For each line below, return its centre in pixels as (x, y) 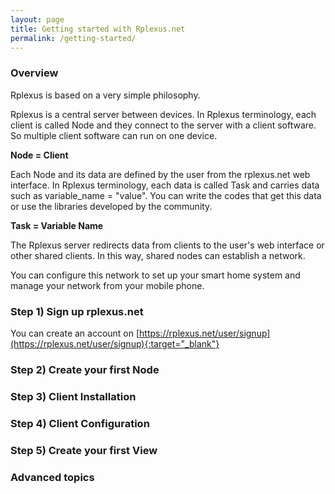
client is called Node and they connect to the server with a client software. (163, 125)
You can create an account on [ (75, 333)
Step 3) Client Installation (73, 396)
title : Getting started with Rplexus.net (98, 29)
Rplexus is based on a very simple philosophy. (105, 95)
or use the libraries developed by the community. (111, 206)
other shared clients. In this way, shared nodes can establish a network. (158, 255)
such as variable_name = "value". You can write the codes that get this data (166, 195)
